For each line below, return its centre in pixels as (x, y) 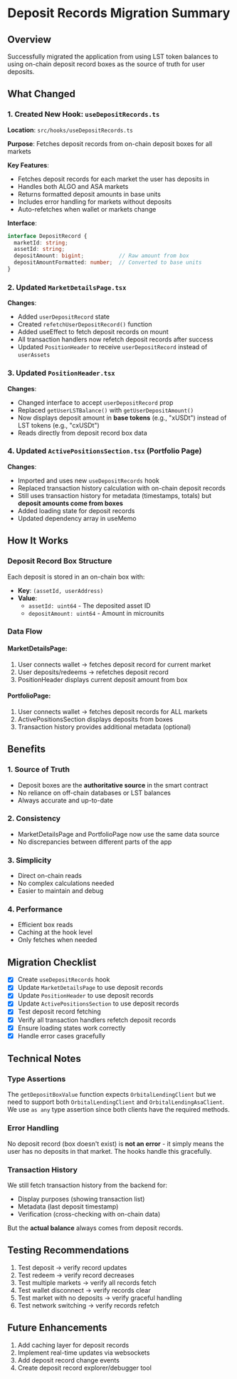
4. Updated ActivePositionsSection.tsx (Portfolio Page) (105, 451)
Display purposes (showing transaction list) (81, 1199)
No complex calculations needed (66, 883)
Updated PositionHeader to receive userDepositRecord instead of (112, 347)
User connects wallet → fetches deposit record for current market (114, 664)
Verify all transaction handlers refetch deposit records (97, 1020)
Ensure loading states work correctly (72, 1028)
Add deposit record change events (68, 1360)
